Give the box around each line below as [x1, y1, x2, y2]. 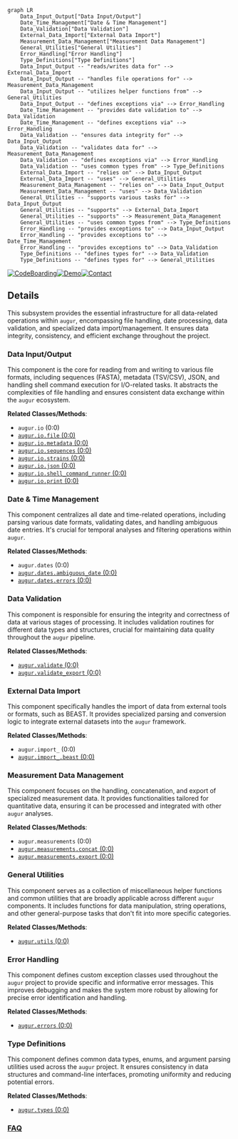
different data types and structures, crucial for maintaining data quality [7, 625, 215, 634]
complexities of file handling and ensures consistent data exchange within [7, 388, 225, 397]
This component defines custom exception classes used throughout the [7, 971, 219, 979]
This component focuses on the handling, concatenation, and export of [7, 786, 217, 795]
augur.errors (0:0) [17, 1021, 73, 1029]
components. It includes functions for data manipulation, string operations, [7, 901, 227, 910]
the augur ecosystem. [7, 396, 71, 405]
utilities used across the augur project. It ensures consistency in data [7, 1063, 209, 1071]
